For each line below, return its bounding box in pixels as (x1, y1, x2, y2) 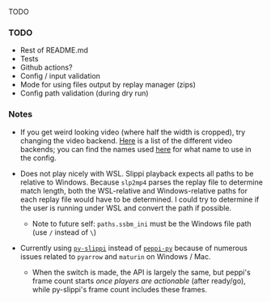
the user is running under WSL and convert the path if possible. (19, 202, 232, 213)
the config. (19, 153, 57, 163)
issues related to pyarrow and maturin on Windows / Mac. (19, 251, 211, 262)
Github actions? (19, 62, 73, 72)
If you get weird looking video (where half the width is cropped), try (19, 127, 246, 137)
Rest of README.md (19, 45, 89, 55)
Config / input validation (19, 71, 101, 81)
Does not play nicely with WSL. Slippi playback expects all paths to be (19, 168, 254, 178)
